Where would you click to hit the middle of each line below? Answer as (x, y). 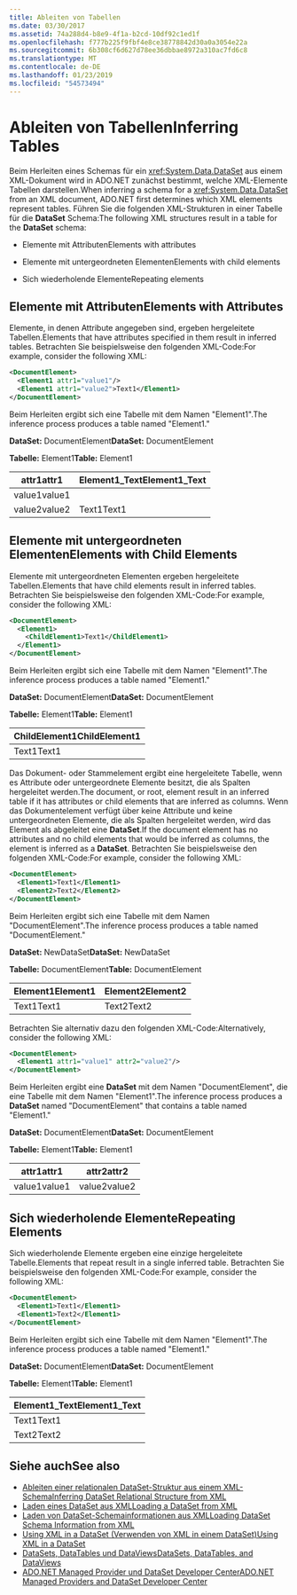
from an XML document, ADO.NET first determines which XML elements (141, 199)
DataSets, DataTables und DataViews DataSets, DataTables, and (137, 1553)
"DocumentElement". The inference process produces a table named (134, 925)
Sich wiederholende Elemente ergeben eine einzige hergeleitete (126, 1253)
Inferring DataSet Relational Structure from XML (139, 1497)
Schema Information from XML (78, 1525)
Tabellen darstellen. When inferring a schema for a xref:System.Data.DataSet (148, 189)
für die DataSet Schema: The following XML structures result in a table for (143, 217)
